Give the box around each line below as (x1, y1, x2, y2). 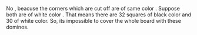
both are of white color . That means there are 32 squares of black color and (6, 11, 191, 18)
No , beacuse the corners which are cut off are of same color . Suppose (6, 5, 181, 12)
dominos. (6, 23, 29, 30)
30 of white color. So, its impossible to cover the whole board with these (6, 17, 181, 24)
